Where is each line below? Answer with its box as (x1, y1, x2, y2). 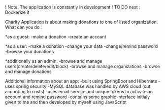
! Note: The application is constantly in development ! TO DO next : (5, 4, 140, 10)
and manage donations (5, 69, 52, 74)
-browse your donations (5, 49, 54, 54)
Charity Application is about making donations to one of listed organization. (5, 19, 158, 25)
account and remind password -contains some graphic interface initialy (5, 94, 150, 100)
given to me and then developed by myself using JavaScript (5, 99, 127, 105)
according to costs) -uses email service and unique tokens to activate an (5, 89, 153, 94)
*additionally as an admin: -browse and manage (5, 58, 102, 64)
